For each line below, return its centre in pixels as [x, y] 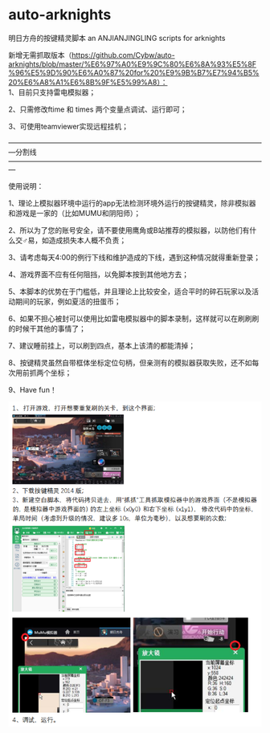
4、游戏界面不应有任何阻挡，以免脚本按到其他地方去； [99, 274]
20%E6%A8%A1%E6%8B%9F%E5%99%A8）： [88, 82]
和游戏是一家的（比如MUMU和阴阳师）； [75, 213]
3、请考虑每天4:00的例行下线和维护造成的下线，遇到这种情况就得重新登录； [135, 257]
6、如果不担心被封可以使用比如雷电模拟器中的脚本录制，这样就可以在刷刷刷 [134, 318]
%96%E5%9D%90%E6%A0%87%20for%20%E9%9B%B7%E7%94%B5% [134, 72]
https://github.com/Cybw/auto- [123, 55]
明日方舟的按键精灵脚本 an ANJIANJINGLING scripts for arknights [117, 38]
